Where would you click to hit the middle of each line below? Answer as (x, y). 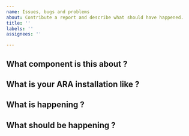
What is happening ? (46, 105)
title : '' (19, 23)
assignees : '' (24, 34)
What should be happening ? (61, 125)
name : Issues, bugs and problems (48, 12)
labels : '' (20, 29)
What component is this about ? (67, 64)
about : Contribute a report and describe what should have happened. (95, 17)
